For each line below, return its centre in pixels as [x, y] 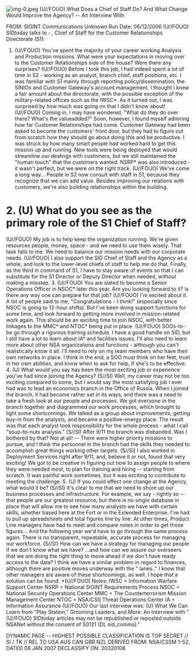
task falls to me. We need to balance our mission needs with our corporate [96, 251]
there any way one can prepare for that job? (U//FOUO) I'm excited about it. [97, 295]
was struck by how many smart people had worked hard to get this [95, 144]
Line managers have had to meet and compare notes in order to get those [95, 525]
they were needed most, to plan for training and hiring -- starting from [90, 469]
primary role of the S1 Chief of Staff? [96, 223]
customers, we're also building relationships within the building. [91, 187]
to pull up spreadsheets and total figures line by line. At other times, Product [98, 519]
